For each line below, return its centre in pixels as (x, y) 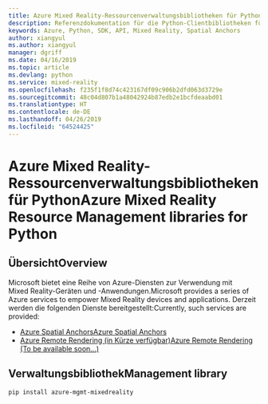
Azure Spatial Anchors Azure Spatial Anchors (93, 331)
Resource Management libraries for (128, 217)
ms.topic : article (39, 68)
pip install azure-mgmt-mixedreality (71, 392)
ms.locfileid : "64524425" (51, 127)
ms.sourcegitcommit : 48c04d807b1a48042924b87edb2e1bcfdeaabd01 (116, 97)
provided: (24, 316)
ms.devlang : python (41, 75)
